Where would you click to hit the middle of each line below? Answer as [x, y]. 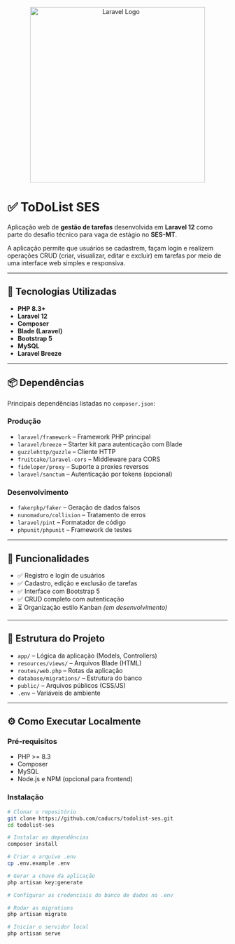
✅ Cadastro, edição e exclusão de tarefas [77, 583]
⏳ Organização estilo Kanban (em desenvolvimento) [92, 607]
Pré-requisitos [32, 742]
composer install [33, 844]
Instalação [26, 797]
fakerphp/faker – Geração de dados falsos [79, 507]
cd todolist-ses [31, 825]
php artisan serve [34, 933]
